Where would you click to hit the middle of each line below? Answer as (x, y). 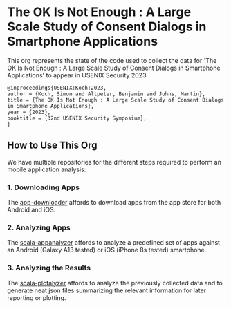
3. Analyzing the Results (49, 268)
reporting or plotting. (37, 297)
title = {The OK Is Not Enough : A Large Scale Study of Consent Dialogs (116, 100)
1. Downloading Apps (43, 187)
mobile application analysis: (47, 169)
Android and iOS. (31, 210)
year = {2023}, (29, 112)
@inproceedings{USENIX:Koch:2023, (57, 88)
